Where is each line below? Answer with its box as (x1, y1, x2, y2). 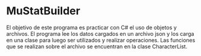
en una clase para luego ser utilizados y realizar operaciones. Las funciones (6, 36, 196, 43)
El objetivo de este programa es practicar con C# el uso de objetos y (6, 24, 177, 31)
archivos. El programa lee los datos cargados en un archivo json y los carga (6, 30, 194, 37)
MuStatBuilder (6, 4, 80, 18)
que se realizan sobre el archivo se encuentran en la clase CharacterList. (6, 43, 188, 50)
